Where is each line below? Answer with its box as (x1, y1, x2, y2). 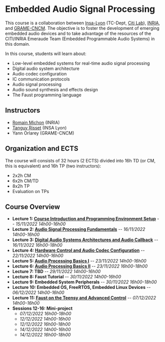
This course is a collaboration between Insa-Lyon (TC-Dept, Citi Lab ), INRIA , (5, 20, 161, 26)
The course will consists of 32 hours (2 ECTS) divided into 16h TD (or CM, (5, 157, 156, 163)
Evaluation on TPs (12, 188, 49, 194)
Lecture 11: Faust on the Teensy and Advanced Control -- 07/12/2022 (12, 295, 157, 301)
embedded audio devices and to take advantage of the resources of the (5, 30, 152, 36)
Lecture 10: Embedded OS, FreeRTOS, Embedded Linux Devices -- (12, 284, 151, 290)
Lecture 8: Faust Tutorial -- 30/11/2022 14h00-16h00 (12, 274, 121, 280)
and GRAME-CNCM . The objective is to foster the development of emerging (5, 25, 160, 31)
